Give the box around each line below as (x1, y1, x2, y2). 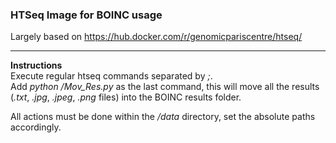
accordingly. (10, 121, 62, 133)
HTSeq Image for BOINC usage (10, 8, 163, 22)
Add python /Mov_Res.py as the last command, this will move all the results (10, 81, 320, 93)
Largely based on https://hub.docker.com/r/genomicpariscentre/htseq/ (10, 31, 303, 43)
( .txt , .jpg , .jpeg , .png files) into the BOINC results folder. (10, 91, 242, 103)
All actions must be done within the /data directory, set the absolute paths (10, 111, 316, 123)
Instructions (10, 59, 63, 72)
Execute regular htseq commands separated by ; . (10, 70, 213, 82)
